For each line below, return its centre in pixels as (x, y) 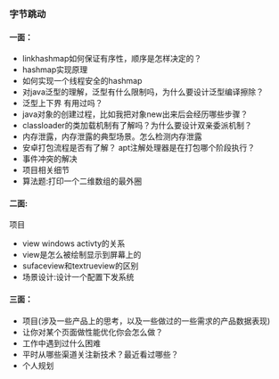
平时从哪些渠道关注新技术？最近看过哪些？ (100, 354)
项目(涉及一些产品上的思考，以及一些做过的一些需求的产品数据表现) (146, 321)
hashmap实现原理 (55, 70)
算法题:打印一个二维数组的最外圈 (82, 181)
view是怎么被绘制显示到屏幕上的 (82, 255)
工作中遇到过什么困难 (61, 343)
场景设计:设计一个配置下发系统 (78, 277)
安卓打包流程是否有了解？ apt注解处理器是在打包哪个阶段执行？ (139, 148)
